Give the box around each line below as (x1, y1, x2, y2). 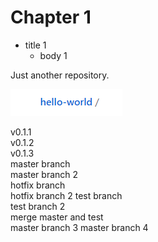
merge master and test (10, 211, 104, 223)
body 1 (39, 49, 68, 61)
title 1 (24, 39, 47, 51)
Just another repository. (10, 69, 110, 81)
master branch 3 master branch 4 (10, 221, 149, 233)
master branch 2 (10, 168, 79, 180)
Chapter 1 (10, 6, 92, 29)
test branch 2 (10, 200, 66, 212)
